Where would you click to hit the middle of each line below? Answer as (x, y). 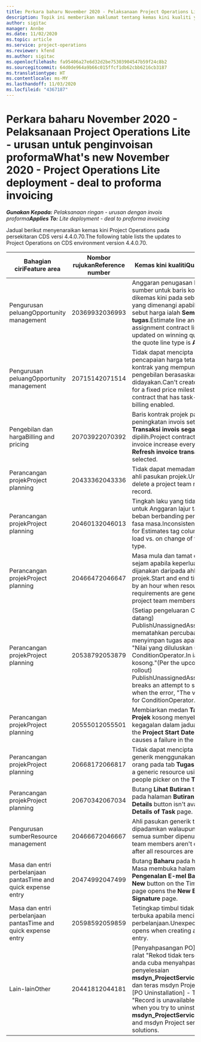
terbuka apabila (154, 915)
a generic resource (159, 771)
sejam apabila (151, 563)
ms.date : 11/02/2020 (32, 34)
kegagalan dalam (156, 725)
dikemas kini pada (157, 297)
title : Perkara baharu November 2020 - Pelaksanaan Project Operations (97, 12)
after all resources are (162, 851)
